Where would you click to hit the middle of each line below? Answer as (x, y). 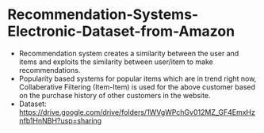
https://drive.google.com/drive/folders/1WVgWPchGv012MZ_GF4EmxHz (137, 112)
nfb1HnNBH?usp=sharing (60, 120)
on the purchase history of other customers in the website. (115, 95)
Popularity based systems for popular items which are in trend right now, (138, 78)
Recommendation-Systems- (103, 15)
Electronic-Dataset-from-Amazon (121, 31)
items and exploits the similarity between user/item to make (116, 62)
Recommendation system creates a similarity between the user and (129, 53)
